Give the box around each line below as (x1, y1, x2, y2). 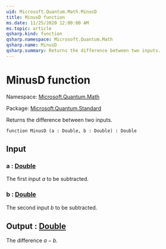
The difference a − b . (6, 237, 58, 244)
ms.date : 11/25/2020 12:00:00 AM (6, 20, 89, 26)
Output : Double (6, 222, 67, 232)
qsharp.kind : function (6, 31, 62, 37)
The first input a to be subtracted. (6, 176, 89, 183)
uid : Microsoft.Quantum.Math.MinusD (6, 8, 97, 15)
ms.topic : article (6, 25, 52, 32)
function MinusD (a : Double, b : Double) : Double (6, 128, 137, 134)
